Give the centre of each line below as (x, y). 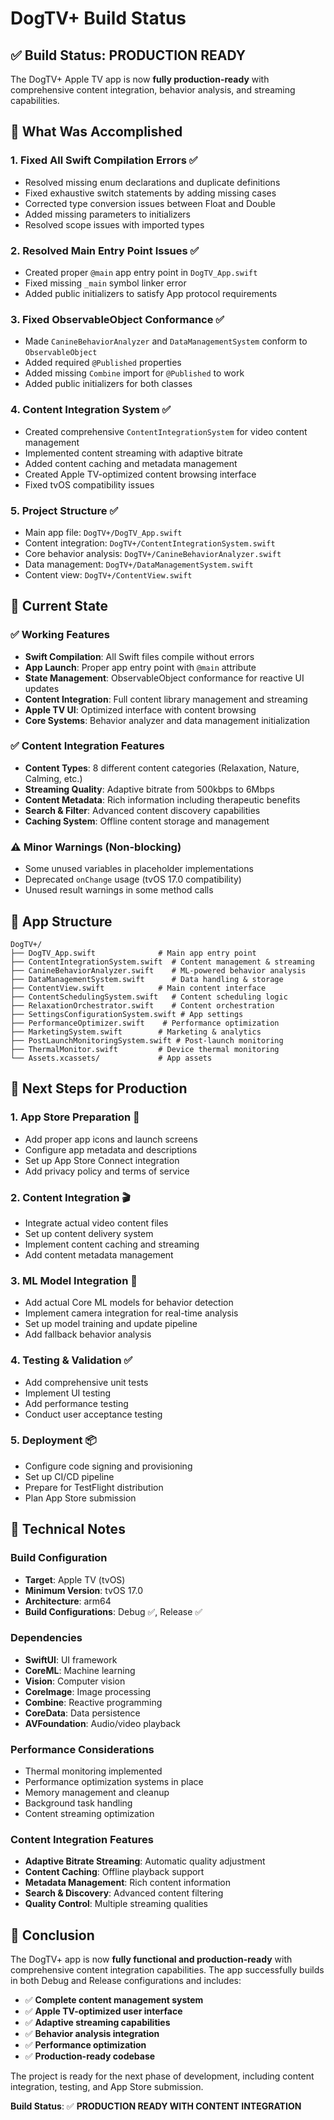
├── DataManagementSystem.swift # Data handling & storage (147, 979)
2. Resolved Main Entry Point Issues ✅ (105, 250)
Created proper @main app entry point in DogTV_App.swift (141, 272)
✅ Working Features (60, 635)
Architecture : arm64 (68, 1601)
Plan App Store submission (80, 1498)
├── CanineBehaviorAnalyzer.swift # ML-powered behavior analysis (158, 970)
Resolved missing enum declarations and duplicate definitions (152, 182)
